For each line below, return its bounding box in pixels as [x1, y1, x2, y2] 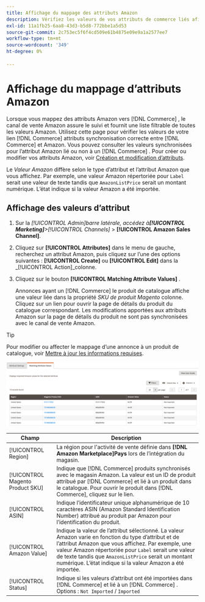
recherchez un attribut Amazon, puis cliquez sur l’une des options [15, 250, 181, 257]
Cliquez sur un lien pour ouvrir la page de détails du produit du [15, 299, 173, 307]
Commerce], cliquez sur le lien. [56, 490, 134, 498]
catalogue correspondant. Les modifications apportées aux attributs [15, 306, 187, 314]
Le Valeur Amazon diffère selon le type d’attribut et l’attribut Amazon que [6, 165, 190, 173]
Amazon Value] [9, 550, 48, 557]
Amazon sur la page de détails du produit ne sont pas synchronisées [15, 313, 188, 320]
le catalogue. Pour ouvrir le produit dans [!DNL [56, 484, 173, 491]
